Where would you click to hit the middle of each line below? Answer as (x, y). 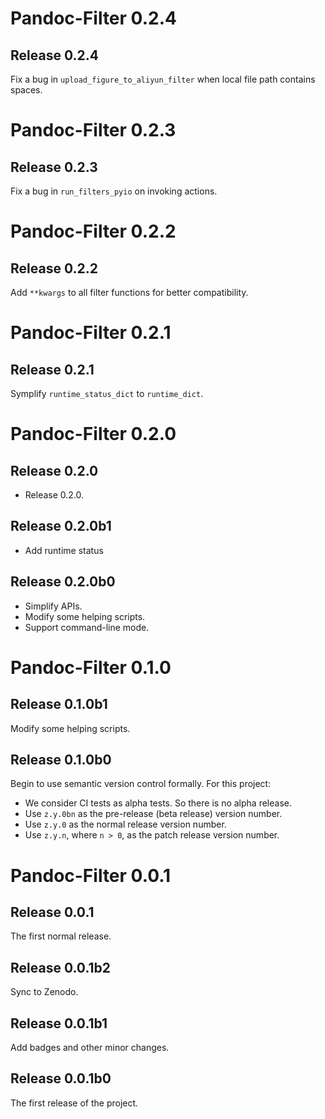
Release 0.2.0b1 (61, 526)
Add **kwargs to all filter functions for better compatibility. (129, 292)
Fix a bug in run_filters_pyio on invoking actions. (114, 191)
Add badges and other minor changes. (90, 1048)
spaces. (26, 90)
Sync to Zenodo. (44, 992)
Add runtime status (64, 550)
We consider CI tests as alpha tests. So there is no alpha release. (158, 803)
